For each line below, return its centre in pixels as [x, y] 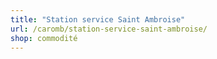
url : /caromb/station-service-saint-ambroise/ [109, 29]
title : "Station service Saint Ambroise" [98, 19]
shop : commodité [44, 38]
